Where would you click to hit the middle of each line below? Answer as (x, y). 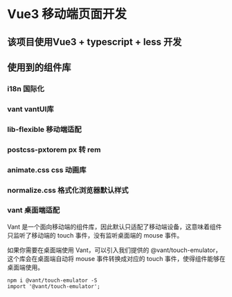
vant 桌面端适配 (34, 210)
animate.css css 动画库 (47, 170)
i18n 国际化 (26, 88)
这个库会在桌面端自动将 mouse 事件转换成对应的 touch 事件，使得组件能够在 (116, 258)
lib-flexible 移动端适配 (44, 129)
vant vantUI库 (30, 109)
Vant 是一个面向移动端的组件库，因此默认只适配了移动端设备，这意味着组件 (115, 227)
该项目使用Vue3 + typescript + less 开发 (95, 42)
